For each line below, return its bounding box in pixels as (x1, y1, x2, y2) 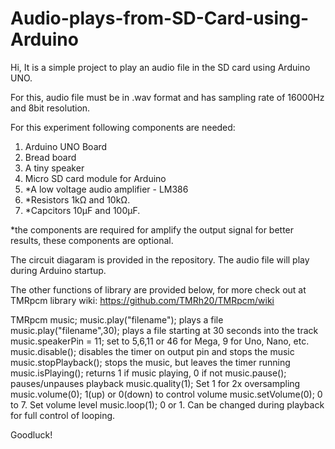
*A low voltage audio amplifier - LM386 (24, 183, 189, 195)
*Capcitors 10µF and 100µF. (24, 204, 141, 216)
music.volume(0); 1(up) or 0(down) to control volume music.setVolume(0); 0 (10, 388, 323, 400)
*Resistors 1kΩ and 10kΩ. (24, 193, 131, 206)
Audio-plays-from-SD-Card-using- (10, 7, 310, 30)
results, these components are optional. (10, 234, 174, 246)
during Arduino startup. (10, 264, 107, 276)
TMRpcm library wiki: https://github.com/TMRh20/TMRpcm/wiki (10, 294, 275, 306)
